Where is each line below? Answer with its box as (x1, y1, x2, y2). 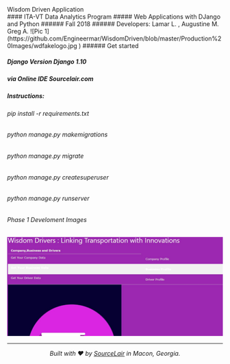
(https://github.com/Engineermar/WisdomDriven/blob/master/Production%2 (7, 34, 222, 43)
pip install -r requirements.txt (7, 109, 90, 117)
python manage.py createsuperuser (7, 173, 110, 181)
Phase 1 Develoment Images (7, 215, 87, 223)
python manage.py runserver (7, 194, 90, 203)
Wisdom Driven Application (7, 5, 84, 13)
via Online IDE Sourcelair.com (7, 74, 94, 83)
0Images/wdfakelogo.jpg (7, 42, 77, 49)
